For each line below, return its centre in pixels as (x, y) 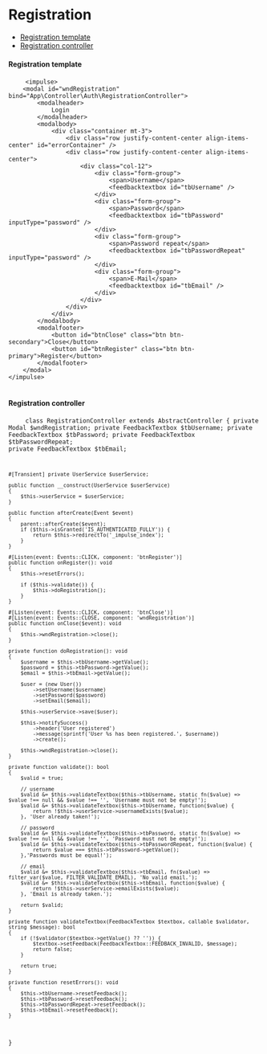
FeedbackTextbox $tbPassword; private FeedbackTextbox (102, 435)
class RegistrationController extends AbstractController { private (142, 421)
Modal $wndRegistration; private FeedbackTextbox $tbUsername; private (130, 428)
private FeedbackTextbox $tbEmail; (68, 449)
